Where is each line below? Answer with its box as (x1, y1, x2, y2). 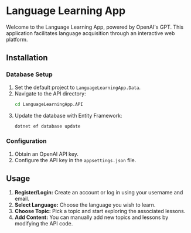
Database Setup (6, 70, 53, 78)
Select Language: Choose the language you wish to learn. (14, 201, 156, 208)
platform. (6, 36, 28, 43)
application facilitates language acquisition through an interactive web (6, 29, 175, 36)
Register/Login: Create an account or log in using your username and (14, 189, 183, 196)
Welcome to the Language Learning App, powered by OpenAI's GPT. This (6, 23, 183, 30)
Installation (6, 53, 48, 63)
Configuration (6, 137, 47, 145)
